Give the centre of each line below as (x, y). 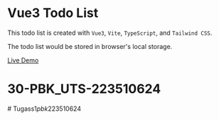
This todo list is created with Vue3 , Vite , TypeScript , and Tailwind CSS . (110, 33)
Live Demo (23, 60)
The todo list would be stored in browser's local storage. (90, 46)
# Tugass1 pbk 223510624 (44, 109)
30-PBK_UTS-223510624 (84, 89)
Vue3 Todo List (53, 13)
